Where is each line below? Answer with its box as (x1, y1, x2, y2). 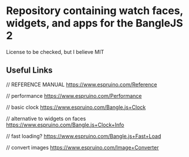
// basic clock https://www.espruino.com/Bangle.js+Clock (6, 104, 146, 111)
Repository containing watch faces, (6, 4, 184, 18)
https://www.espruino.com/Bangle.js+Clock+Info (6, 121, 124, 128)
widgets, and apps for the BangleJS (6, 16, 183, 30)
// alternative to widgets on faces (6, 115, 86, 122)
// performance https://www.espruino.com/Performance (6, 92, 142, 99)
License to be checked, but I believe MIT (6, 48, 104, 55)
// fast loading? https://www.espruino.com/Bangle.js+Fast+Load (6, 132, 161, 139)
